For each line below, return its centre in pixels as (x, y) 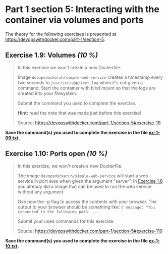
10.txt (11, 246)
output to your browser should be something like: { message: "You (86, 207)
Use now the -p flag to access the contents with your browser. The (87, 201)
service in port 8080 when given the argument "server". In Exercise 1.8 (90, 181)
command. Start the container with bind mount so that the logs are (87, 88)
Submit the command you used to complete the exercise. (77, 103)
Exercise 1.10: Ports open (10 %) (56, 154)
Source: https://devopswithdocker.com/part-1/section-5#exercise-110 (90, 231)
